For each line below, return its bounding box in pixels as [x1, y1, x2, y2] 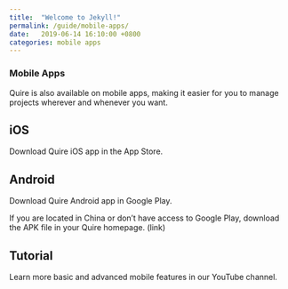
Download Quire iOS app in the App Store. [9, 146, 164, 157]
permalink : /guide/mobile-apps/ [9, 21, 129, 30]
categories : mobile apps [9, 37, 101, 47]
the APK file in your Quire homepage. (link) [9, 222, 166, 233]
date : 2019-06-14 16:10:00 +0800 [9, 29, 141, 38]
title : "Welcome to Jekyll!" [9, 12, 122, 22]
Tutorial [9, 248, 53, 263]
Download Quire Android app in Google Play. [9, 196, 172, 206]
